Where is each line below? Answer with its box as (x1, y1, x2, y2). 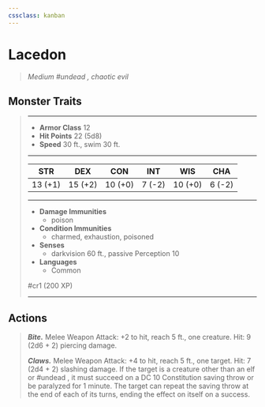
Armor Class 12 (39, 123, 91, 133)
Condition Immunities (39, 224, 112, 233)
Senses (39, 240, 65, 250)
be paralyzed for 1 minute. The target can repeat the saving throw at (27, 381, 249, 391)
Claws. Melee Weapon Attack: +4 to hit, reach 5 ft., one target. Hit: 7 (27, 356, 252, 366)
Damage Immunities (39, 207, 107, 217)
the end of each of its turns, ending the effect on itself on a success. (27, 390, 251, 399)
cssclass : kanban (8, 11, 65, 20)
